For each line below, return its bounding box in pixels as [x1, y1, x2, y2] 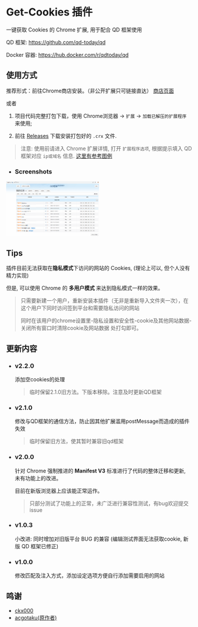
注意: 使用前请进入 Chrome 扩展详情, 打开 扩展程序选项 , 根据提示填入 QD [20, 144, 192, 152]
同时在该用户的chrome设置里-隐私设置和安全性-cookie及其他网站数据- [20, 317, 192, 324]
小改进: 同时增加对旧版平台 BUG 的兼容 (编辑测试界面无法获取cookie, [14, 535, 182, 542]
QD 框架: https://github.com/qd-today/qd [6, 38, 106, 46]
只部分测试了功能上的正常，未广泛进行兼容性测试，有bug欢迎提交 [29, 500, 189, 507]
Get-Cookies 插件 [6, 5, 93, 19]
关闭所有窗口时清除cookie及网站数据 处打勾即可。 [20, 324, 142, 332]
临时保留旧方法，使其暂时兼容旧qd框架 [29, 438, 124, 445]
